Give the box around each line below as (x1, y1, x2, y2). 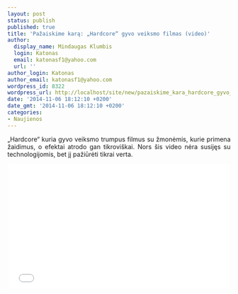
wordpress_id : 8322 (7, 83, 65, 90)
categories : (7, 109, 42, 116)
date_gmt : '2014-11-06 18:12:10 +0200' (7, 102, 125, 110)
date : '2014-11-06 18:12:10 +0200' (7, 96, 113, 103)
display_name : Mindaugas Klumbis (13, 43, 113, 50)
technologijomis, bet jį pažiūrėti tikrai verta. (7, 150, 133, 158)
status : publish (7, 17, 55, 24)
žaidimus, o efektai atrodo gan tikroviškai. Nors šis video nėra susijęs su (7, 142, 231, 151)
